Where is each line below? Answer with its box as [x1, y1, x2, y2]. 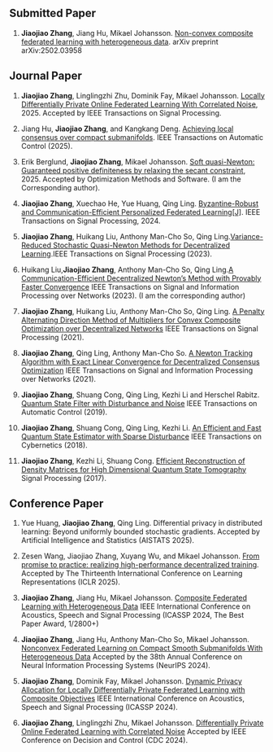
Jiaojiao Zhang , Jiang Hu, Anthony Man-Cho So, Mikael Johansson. [20, 635, 250, 645]
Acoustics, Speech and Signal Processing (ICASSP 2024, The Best [20, 610, 245, 620]
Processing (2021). [20, 332, 84, 342]
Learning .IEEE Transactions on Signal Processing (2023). [20, 248, 213, 259]
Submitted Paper [9, 7, 97, 20]
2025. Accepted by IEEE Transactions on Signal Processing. [20, 107, 222, 117]
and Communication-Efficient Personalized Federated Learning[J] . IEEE [20, 207, 261, 216]
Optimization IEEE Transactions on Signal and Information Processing [20, 365, 253, 375]
